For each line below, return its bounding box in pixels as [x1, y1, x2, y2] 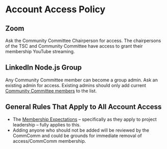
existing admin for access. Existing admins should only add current [5, 82, 147, 88]
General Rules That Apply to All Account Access [5, 102, 162, 111]
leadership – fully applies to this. [12, 121, 81, 127]
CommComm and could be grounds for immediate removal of [12, 132, 142, 139]
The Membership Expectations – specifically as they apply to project [12, 116, 157, 122]
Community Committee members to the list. [5, 88, 97, 94]
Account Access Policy [5, 4, 106, 15]
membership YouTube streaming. [5, 49, 75, 54]
